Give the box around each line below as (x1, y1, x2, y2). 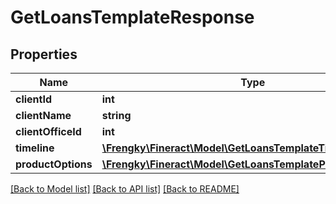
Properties (10, 46, 78, 63)
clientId (15, 92, 53, 106)
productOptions (15, 157, 93, 171)
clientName (15, 109, 72, 122)
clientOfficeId (15, 125, 82, 138)
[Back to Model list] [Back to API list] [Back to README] (10, 183, 240, 195)
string (101, 109, 132, 122)
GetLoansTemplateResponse (10, 6, 255, 29)
